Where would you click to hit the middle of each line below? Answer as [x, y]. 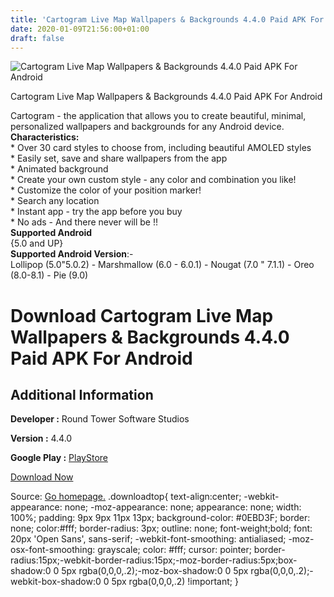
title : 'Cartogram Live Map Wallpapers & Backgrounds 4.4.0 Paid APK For [167, 19]
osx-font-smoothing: [53, 550]
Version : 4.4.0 [41, 438]
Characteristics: [45, 137]
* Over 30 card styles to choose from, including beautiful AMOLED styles [161, 148]
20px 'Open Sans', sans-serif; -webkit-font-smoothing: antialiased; [148, 539]
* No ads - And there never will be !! [84, 222]
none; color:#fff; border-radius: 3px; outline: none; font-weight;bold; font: [161, 528]
